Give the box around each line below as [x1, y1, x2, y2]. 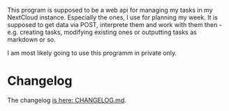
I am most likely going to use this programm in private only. [7, 49, 177, 57]
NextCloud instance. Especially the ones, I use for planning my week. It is [7, 13, 218, 22]
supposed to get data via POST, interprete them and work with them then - [7, 21, 222, 28]
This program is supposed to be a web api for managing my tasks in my [7, 6, 213, 14]
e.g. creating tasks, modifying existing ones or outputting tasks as [7, 28, 197, 36]
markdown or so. [7, 35, 56, 44]
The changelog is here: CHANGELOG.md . [7, 96, 127, 104]
